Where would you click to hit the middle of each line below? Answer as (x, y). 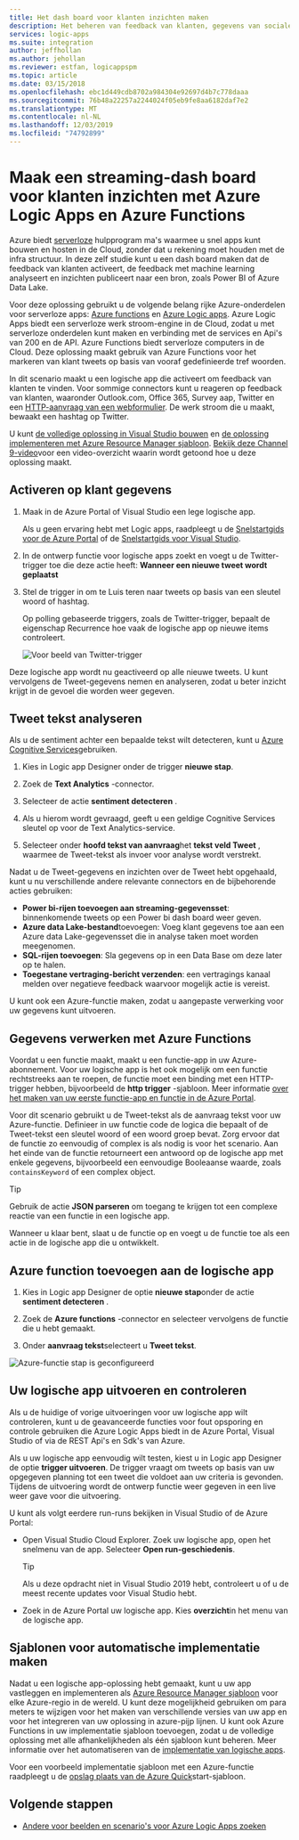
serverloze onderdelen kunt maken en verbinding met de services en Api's (146, 333)
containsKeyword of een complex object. (82, 1172)
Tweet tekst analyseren (76, 719)
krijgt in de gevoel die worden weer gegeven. (92, 690)
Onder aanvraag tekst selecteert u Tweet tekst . (109, 1346)
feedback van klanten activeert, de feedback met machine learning (132, 268)
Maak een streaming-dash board (133, 178)
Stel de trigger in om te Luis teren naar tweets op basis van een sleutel (151, 591)
